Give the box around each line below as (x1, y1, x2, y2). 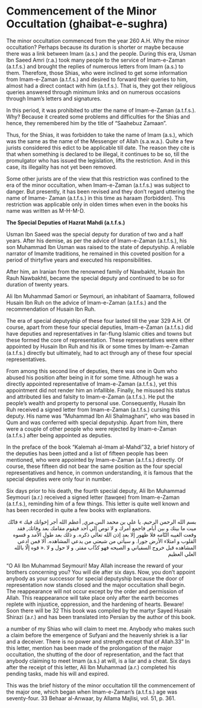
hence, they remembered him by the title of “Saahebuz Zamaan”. (6, 119, 167, 126)
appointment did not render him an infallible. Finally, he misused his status (6, 386, 191, 394)
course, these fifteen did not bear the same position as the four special (6, 463, 183, 470)
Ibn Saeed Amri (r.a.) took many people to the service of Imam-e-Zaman (6, 56, 186, 63)
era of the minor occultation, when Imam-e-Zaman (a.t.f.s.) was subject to (6, 181, 191, 189)
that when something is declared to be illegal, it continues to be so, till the (6, 150, 189, 158)
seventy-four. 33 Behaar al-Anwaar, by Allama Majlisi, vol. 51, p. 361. (6, 694, 176, 702)
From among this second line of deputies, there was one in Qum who (6, 367, 178, 374)
